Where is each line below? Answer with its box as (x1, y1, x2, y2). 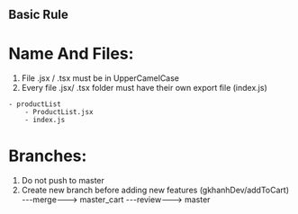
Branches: (8, 146, 87, 165)
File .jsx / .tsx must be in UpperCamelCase (21, 73, 180, 84)
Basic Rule (8, 7, 68, 22)
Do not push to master (21, 175, 105, 186)
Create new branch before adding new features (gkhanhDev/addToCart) (21, 184, 290, 196)
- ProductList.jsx (24, 108, 94, 117)
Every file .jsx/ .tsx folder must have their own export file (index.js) (21, 83, 267, 94)
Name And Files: (8, 43, 134, 64)
